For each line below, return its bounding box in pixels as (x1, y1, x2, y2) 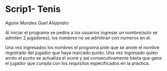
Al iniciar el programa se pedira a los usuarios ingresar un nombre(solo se (5, 29, 158, 35)
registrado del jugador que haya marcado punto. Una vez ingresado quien (5, 50, 158, 56)
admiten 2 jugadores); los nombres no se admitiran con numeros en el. (5, 35, 151, 41)
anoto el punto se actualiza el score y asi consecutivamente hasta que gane (5, 55, 162, 61)
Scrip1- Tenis (5, 3, 61, 15)
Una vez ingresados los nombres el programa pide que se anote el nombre (5, 44, 159, 50)
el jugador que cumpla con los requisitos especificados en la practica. (5, 60, 150, 66)
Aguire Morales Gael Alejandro (5, 20, 69, 26)
